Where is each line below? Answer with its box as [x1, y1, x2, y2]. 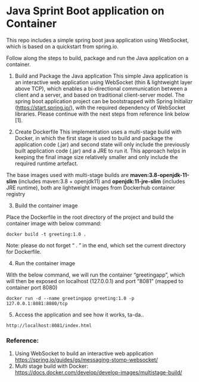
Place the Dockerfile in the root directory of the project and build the [6, 213, 174, 220]
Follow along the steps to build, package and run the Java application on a [6, 54, 189, 61]
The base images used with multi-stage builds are [6, 171, 129, 178]
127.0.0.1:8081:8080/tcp [6, 300, 68, 306]
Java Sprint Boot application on [6, 4, 165, 18]
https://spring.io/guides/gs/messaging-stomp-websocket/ [14, 356, 158, 364]
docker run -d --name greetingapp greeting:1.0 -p [6, 295, 135, 302]
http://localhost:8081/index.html [6, 322, 92, 328]
